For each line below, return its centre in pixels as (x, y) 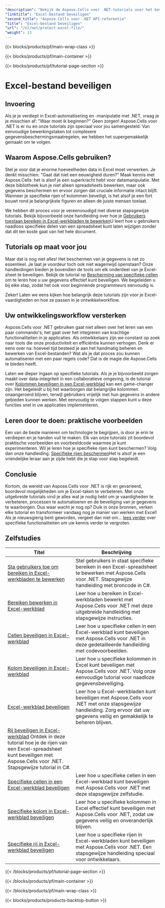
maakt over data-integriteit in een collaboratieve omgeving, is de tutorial (78, 379)
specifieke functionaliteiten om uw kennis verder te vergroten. (68, 523)
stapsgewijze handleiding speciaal (115, 853)
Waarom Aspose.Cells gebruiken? (58, 158)
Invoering (20, 104)
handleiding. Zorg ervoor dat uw (112, 710)
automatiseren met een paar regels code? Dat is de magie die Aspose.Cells (81, 359)
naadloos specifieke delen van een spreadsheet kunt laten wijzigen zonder (81, 226)
